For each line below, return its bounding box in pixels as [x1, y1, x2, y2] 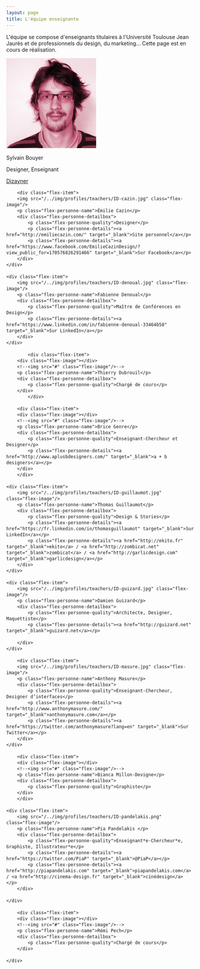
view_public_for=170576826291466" [6, 250, 93, 256]
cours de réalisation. [6, 46, 57, 53]
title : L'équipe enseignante [6, 16, 79, 22]
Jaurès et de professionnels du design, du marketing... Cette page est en [6, 40, 187, 47]
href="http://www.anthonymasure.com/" [6, 706, 103, 712]
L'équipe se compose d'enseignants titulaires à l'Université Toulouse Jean [6, 33, 189, 40]
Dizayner [6, 177, 29, 184]
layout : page [6, 10, 39, 16]
